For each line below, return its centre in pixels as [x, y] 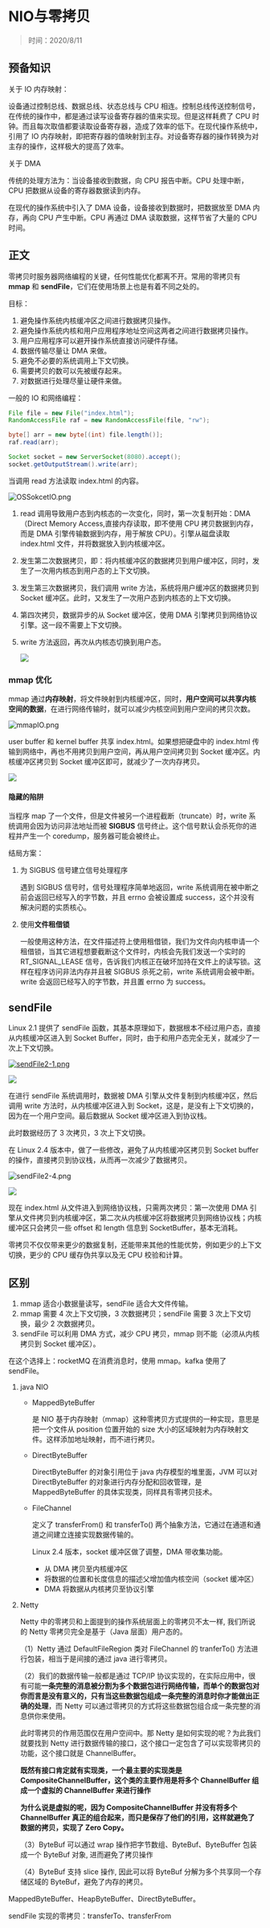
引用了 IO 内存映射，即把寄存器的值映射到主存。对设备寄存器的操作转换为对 [134, 136]
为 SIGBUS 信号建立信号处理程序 [74, 870]
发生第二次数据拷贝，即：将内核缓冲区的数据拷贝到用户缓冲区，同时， [136, 560]
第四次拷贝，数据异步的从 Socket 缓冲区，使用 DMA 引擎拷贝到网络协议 [139, 615]
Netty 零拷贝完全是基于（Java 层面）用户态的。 [108, 1631]
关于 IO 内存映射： [39, 88]
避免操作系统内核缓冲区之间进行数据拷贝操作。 [97, 320]
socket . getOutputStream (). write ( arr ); [73, 464]
